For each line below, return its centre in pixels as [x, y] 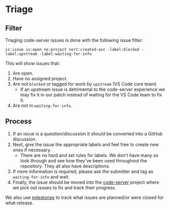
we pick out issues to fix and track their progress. [64, 187]
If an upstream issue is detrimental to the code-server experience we [92, 89]
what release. [20, 203]
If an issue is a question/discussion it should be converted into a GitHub [88, 133]
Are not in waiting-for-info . [42, 106]
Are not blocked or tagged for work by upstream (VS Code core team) [84, 84]
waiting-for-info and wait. [41, 177]
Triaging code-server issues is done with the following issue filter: [74, 40]
